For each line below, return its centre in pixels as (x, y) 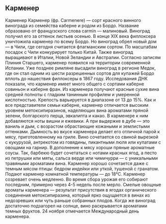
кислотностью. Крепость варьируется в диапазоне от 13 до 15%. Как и (81, 100)
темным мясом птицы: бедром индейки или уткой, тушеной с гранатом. (82, 169)
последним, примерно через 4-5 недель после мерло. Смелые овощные (83, 185)
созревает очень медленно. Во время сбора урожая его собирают (77, 179)
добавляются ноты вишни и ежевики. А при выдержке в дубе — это (78, 121)
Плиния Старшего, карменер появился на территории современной (78, 62)
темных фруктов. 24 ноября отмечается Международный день (72, 211)
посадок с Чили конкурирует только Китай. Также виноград (69, 52)
